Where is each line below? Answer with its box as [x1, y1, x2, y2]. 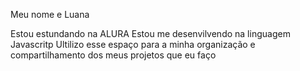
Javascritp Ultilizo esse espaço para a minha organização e [10, 39, 256, 50]
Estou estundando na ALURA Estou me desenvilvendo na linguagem [10, 28, 291, 39]
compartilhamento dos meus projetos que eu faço [10, 49, 217, 61]
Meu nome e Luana [10, 9, 90, 20]
